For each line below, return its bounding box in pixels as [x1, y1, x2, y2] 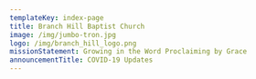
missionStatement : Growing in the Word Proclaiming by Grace [9, 47, 248, 56]
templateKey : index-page [9, 13, 104, 23]
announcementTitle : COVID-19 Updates [9, 55, 154, 64]
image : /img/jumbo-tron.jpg [9, 30, 117, 39]
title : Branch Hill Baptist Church [9, 22, 145, 31]
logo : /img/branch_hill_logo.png [9, 38, 137, 48]
